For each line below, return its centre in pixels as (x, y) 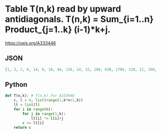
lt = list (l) (27, 105)
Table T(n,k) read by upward (63, 9)
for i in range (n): (33, 109)
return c (22, 127)
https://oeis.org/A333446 (30, 43)
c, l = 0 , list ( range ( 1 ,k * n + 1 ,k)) (48, 100)
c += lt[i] (33, 123)
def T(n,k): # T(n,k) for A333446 (40, 96)
